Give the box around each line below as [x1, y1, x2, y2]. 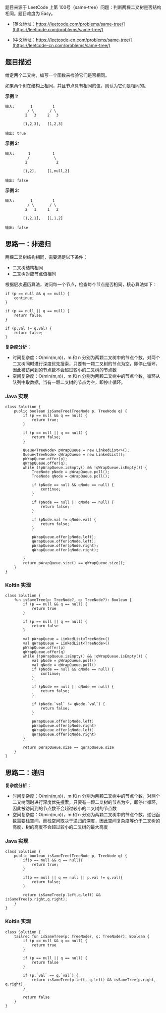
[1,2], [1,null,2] [23, 168, 70, 174]
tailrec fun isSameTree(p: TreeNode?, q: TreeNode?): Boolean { [14, 934, 150, 939]
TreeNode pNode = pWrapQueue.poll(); [31, 469, 110, 475]
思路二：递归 [5, 768, 45, 777]
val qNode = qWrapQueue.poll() [31, 662, 97, 668]
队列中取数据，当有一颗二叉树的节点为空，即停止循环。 [12, 379, 125, 385]
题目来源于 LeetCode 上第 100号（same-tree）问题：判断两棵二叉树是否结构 [5, 4, 162, 10]
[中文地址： [12, 37, 36, 43]
